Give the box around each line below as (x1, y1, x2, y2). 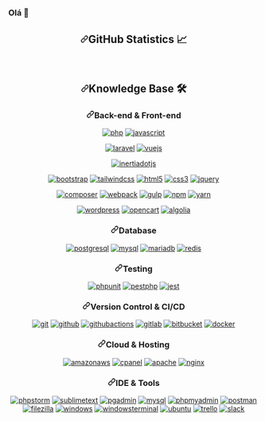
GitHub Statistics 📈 (88, 33, 188, 46)
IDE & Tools (115, 377, 161, 388)
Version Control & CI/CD (90, 301, 185, 312)
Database (119, 225, 157, 236)
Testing (123, 263, 153, 274)
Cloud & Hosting (105, 339, 170, 350)
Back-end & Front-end (94, 110, 181, 121)
